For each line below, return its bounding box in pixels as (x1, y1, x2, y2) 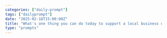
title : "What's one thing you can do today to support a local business (5, 21, 159, 26)
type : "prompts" (5, 26, 39, 31)
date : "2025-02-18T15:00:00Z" (5, 16, 68, 21)
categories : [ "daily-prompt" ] (5, 7, 68, 12)
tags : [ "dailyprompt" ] (5, 12, 52, 17)
